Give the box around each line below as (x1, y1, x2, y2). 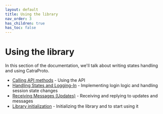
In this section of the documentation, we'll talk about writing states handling (5, 63, 158, 68)
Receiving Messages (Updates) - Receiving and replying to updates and (12, 93, 158, 99)
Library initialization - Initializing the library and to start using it (12, 103, 139, 109)
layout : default (5, 7, 38, 12)
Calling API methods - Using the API (12, 77, 85, 83)
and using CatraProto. (5, 68, 50, 74)
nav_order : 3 (5, 16, 32, 21)
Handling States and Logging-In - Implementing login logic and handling (12, 83, 158, 89)
